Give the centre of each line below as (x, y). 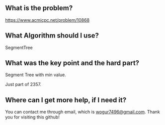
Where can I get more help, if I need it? (66, 100)
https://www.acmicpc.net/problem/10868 (47, 20)
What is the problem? (39, 8)
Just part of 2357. (23, 84)
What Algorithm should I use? (52, 36)
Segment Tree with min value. (36, 75)
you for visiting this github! (32, 117)
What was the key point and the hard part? (72, 63)
